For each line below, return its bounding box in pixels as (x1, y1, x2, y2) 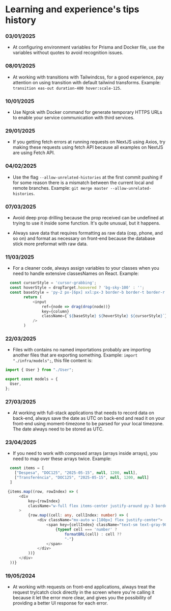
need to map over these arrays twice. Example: (12, 455, 112, 462)
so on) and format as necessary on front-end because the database (12, 235, 155, 241)
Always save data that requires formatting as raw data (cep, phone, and (12, 230, 163, 236)
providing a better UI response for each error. (12, 600, 108, 606)
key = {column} (41, 309, 70, 314)
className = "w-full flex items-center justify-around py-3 (27, 503, 154, 508)
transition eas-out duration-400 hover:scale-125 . (12, 85, 122, 91)
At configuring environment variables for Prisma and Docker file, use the (12, 44, 164, 50)
